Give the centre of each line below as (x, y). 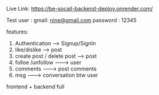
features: (17, 32)
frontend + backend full (35, 87)
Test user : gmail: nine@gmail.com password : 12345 (71, 20)
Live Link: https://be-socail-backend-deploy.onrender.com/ (79, 9)
